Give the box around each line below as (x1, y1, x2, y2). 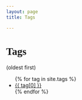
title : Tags (6, 14, 35, 20)
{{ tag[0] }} (14, 82, 42, 89)
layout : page (6, 8, 38, 15)
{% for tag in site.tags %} (14, 76, 77, 83)
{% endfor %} (14, 88, 49, 95)
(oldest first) (6, 64, 37, 71)
